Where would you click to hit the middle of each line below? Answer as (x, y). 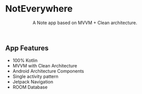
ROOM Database (30, 87)
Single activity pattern (35, 76)
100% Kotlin (25, 60)
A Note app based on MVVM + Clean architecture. (85, 23)
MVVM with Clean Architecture (45, 65)
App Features (27, 48)
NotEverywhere (39, 9)
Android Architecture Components (48, 71)
